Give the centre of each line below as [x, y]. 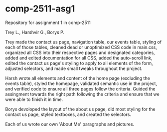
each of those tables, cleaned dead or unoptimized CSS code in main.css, [81, 47]
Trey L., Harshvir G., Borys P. [35, 32]
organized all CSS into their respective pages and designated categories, [80, 52]
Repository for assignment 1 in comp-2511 [48, 22]
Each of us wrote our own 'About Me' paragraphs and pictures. [70, 124]
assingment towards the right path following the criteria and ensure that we [82, 94]
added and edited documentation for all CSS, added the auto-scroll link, [79, 57]
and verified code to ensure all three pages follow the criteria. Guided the [80, 88]
